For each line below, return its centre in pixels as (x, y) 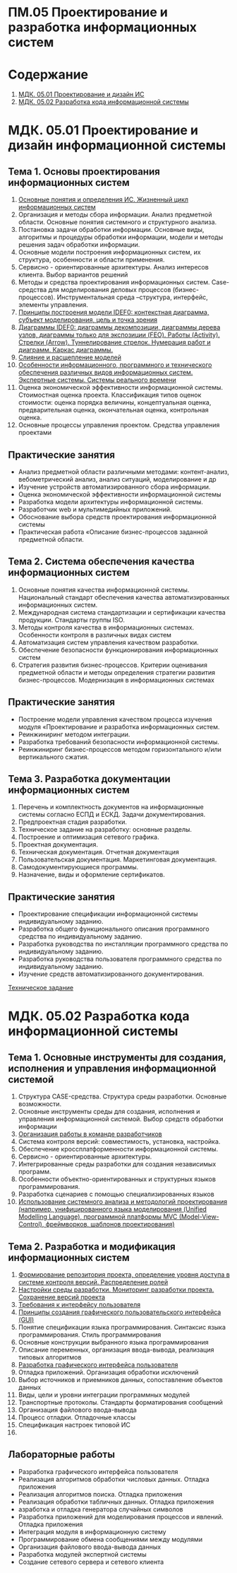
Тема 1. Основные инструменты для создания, (117, 1057)
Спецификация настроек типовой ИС (74, 1425)
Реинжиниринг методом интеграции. (74, 734)
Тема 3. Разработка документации (90, 779)
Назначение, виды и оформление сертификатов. (91, 875)
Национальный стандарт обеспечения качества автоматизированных (124, 597)
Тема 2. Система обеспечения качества (101, 562)
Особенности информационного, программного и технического (115, 365)
